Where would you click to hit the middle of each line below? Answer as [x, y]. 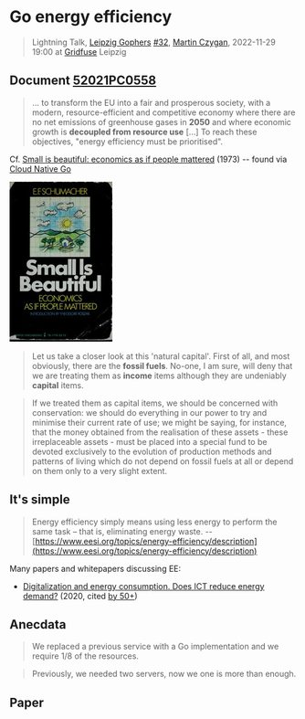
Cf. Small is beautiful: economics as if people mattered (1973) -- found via [148, 159]
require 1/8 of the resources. [85, 656]
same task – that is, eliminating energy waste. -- [122, 531]
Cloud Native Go [40, 169]
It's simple [40, 500]
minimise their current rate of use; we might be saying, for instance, [159, 422]
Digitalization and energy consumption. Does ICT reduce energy [143, 586]
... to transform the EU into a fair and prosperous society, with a [151, 102]
